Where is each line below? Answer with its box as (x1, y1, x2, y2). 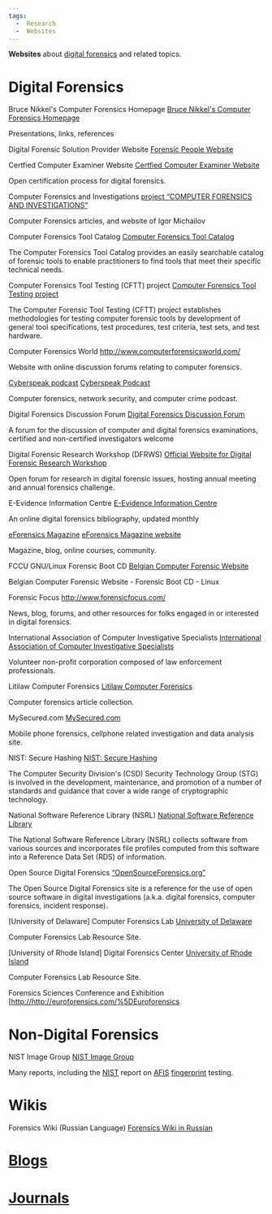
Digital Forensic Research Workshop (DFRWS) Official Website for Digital (8, 450, 252, 460)
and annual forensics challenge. (8, 482, 115, 492)
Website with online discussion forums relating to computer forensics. (8, 362, 242, 372)
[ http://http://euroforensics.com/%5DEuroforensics (8, 996, 180, 1007)
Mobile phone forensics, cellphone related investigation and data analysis (8, 728, 254, 739)
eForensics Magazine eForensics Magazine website (8, 529, 181, 540)
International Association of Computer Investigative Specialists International (8, 633, 261, 642)
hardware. (8, 331, 43, 341)
